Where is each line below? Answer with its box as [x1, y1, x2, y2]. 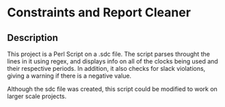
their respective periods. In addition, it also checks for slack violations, [7, 65, 206, 72]
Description [7, 32, 58, 44]
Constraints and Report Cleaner [7, 5, 191, 20]
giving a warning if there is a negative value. [7, 72, 132, 80]
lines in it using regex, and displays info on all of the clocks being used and [7, 57, 219, 65]
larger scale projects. [7, 92, 67, 100]
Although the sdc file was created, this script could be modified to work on [7, 85, 217, 93]
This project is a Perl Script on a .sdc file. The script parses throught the [7, 50, 211, 58]
